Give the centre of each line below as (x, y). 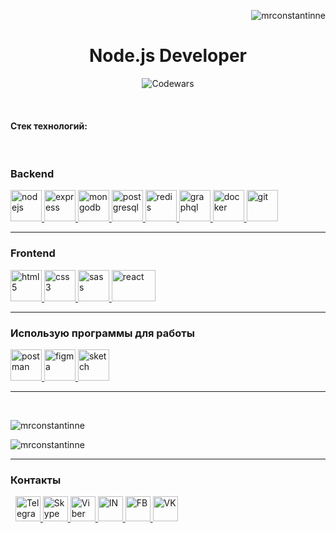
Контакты (36, 480)
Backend (32, 174)
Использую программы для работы (102, 333)
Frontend (33, 253)
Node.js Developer (168, 56)
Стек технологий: (49, 126)
